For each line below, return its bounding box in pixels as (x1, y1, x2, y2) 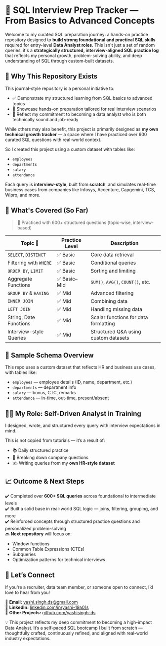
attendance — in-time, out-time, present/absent (12, 395, 109, 401)
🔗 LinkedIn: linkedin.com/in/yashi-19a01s (5, 604, 89, 610)
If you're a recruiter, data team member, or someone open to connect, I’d (5, 584, 153, 590)
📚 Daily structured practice (12, 447, 69, 453)
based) (17, 224, 32, 230)
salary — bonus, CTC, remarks (12, 390, 76, 396)
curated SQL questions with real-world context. (5, 137, 102, 143)
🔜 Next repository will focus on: (5, 531, 72, 537)
